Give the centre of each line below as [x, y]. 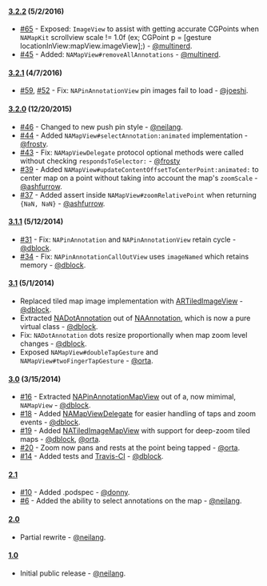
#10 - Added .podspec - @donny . [75, 492]
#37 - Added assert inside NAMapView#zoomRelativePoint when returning [138, 195]
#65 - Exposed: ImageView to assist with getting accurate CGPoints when [139, 29]
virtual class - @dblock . [59, 327]
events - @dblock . [50, 422]
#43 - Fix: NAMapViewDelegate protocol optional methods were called [132, 152]
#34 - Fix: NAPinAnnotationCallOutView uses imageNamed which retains [134, 256]
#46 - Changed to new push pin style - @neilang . [102, 126]
